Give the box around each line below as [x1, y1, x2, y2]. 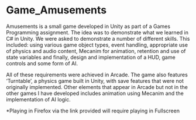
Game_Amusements [6, 3, 107, 17]
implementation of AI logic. [6, 96, 71, 103]
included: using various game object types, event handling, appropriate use [6, 41, 188, 48]
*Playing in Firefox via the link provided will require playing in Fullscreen [6, 107, 180, 114]
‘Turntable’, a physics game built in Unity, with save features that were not [6, 77, 184, 84]
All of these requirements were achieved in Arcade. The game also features [6, 71, 188, 78]
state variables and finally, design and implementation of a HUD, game [6, 54, 176, 61]
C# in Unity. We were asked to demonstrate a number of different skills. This [6, 35, 190, 42]
